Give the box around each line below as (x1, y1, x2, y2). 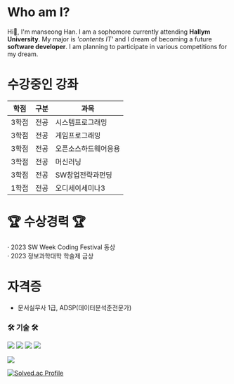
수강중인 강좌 (7, 77, 79, 93)
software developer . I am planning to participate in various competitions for (7, 42, 227, 51)
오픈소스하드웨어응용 (55, 143, 121, 153)
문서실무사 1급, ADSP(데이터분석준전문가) (17, 303, 132, 312)
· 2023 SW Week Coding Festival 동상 (7, 243, 116, 251)
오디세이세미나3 (55, 183, 105, 193)
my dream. (7, 50, 39, 58)
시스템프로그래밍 (55, 117, 108, 127)
